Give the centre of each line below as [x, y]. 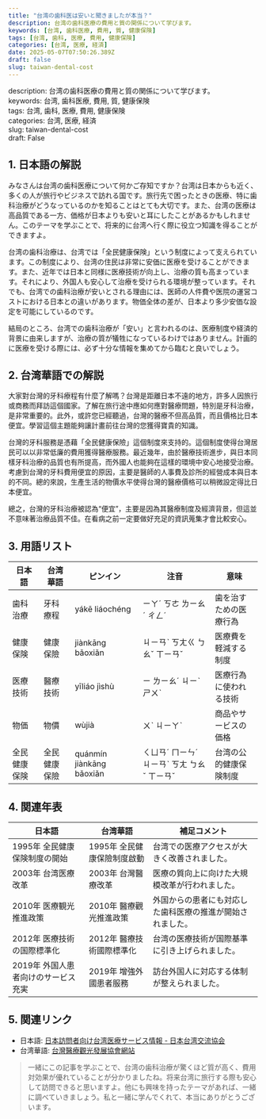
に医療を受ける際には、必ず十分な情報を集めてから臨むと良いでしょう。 [126, 348]
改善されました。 [201, 858]
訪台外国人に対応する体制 [201, 971]
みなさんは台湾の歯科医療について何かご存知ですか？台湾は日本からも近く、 [133, 185]
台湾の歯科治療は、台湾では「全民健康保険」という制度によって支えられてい [133, 251]
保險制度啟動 [120, 858]
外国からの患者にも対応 [197, 900]
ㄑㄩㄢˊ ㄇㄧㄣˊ [170, 753]
